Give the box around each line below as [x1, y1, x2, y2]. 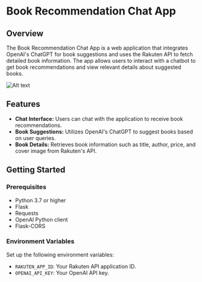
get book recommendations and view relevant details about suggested [6, 63, 181, 71]
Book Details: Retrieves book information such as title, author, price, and [14, 141, 196, 148]
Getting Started [6, 165, 66, 175]
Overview [6, 28, 44, 39]
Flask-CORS [14, 222, 46, 229]
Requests [14, 210, 39, 217]
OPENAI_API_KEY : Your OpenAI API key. [14, 269, 110, 276]
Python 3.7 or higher [14, 196, 66, 203]
